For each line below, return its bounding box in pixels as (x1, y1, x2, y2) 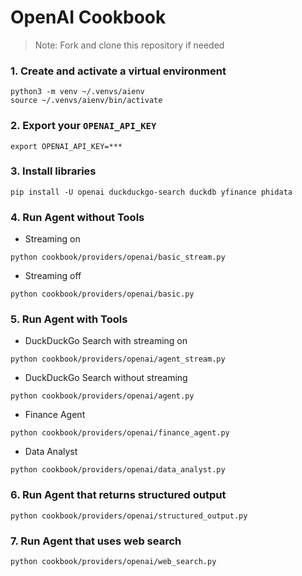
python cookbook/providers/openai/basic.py (10, 289, 195, 300)
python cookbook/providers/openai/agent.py (10, 391, 195, 401)
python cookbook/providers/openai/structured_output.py (10, 511, 248, 521)
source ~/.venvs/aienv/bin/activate (10, 96, 163, 106)
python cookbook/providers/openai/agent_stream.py (10, 354, 226, 365)
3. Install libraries (10, 164, 97, 178)
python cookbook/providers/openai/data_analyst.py (10, 465, 226, 475)
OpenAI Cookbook (10, 6, 167, 29)
